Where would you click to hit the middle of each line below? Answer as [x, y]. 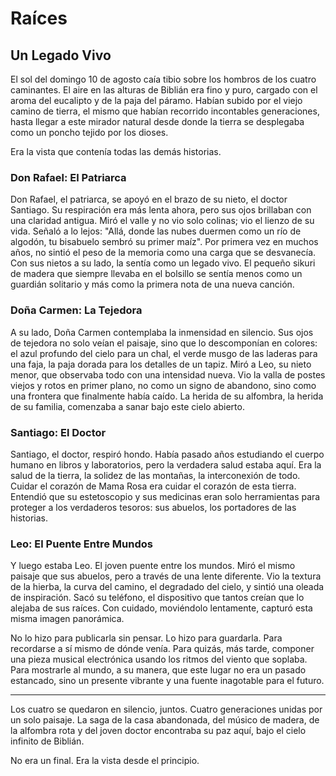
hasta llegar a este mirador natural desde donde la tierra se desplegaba [157, 121]
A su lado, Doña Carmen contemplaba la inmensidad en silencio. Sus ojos [162, 332]
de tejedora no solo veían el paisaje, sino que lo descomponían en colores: [164, 343]
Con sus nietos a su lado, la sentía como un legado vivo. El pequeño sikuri [163, 263]
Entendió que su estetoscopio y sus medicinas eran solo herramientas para [165, 496]
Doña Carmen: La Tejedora [76, 310]
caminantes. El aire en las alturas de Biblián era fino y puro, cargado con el [164, 90]
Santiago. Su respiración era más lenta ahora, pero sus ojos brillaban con [161, 210]
